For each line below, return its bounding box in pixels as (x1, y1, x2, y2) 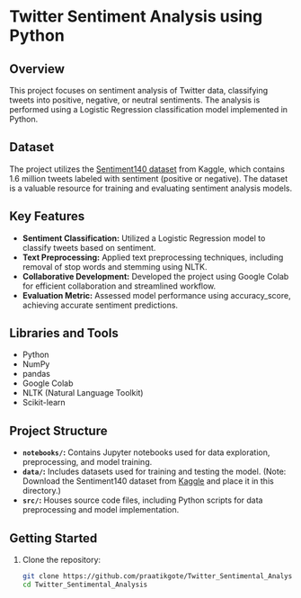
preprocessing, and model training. (22, 457, 153, 468)
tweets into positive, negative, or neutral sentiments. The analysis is (9, 94, 261, 105)
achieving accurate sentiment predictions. (22, 299, 178, 310)
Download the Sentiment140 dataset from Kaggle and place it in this (22, 476, 274, 486)
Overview (9, 61, 66, 76)
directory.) (22, 486, 61, 496)
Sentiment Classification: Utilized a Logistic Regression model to (22, 232, 266, 244)
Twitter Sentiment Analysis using (9, 6, 263, 27)
